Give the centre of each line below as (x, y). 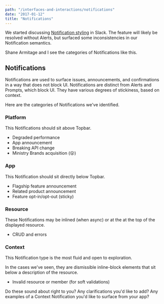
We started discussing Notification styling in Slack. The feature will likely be (81, 33)
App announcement (32, 143)
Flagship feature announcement (44, 186)
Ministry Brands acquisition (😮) (44, 153)
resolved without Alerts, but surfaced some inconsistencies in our (71, 38)
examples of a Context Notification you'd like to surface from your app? (77, 297)
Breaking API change (33, 148)
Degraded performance (36, 138)
